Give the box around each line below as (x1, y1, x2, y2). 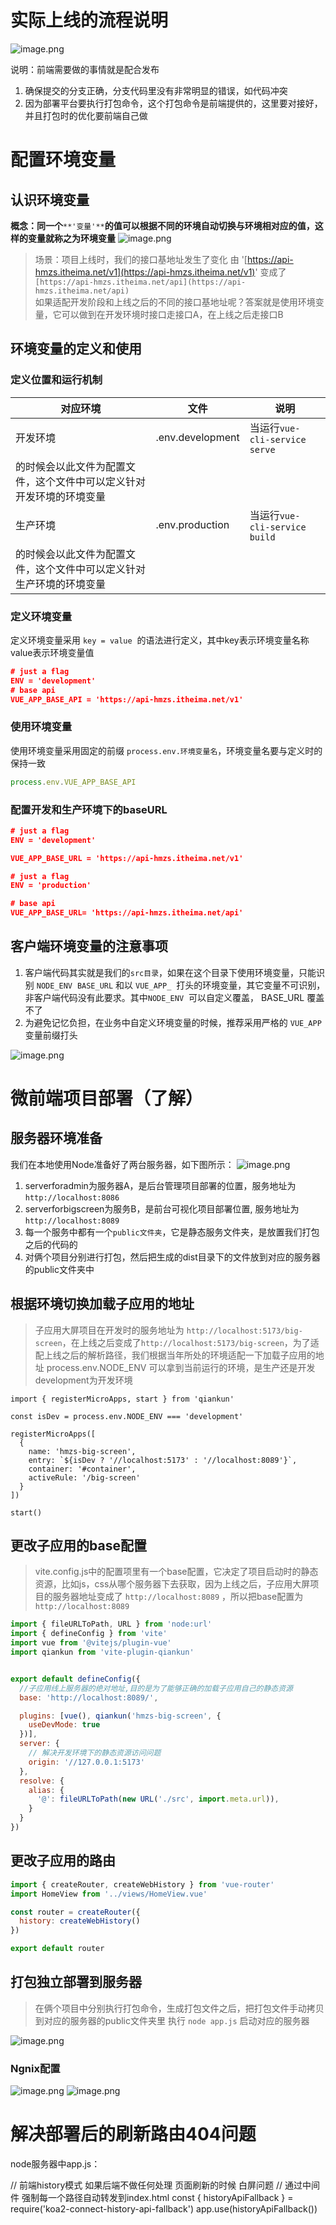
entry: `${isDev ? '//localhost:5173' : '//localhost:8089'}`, (28, 1455, 298, 1465)
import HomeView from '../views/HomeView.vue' (10, 1889, 208, 1899)
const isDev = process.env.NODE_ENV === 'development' (10, 1411, 244, 1421)
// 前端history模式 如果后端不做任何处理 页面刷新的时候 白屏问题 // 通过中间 (10, 2179, 321, 2191)
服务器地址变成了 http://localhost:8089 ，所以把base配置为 (52, 1591, 304, 1603)
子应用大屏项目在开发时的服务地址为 (34, 1324, 185, 1336)
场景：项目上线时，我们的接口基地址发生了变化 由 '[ (34, 253, 248, 265)
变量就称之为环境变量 (27, 232, 116, 244)
